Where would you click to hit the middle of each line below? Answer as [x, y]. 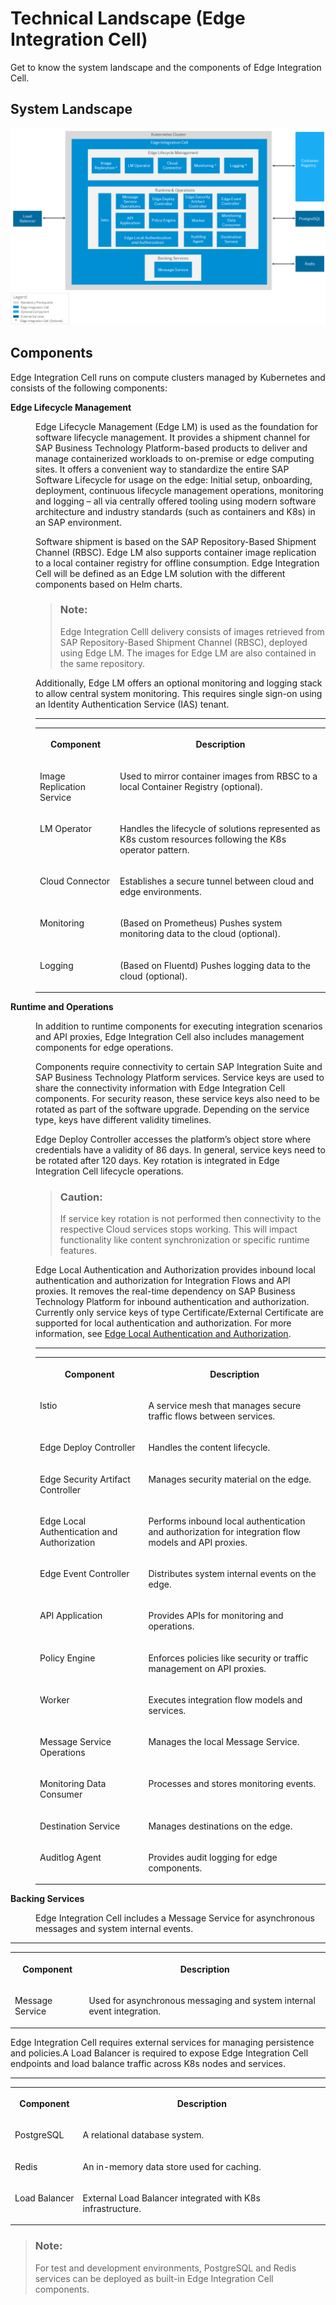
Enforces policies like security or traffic [228, 1658]
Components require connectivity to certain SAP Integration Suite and [179, 1067]
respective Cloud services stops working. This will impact [178, 1229]
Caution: [81, 1197]
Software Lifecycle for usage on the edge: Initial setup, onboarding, [174, 479]
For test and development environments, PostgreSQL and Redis [165, 2268]
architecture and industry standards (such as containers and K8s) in [175, 511]
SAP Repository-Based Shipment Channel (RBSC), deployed [183, 642]
